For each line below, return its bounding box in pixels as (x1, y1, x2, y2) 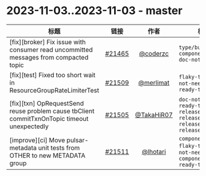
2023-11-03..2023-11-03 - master (6, 4, 183, 18)
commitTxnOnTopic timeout (9, 114, 89, 123)
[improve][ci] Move (9, 136, 66, 144)
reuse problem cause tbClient (9, 107, 95, 115)
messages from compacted (9, 53, 89, 61)
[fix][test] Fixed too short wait (9, 71, 96, 79)
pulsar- (66, 136, 89, 144)
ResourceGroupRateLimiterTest (9, 86, 99, 94)
